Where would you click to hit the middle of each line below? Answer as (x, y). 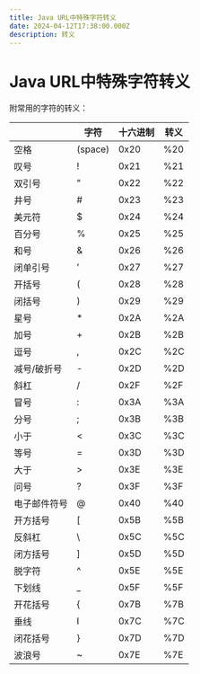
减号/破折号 (38, 369)
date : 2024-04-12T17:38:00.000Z (70, 26)
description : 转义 (42, 34)
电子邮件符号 (41, 504)
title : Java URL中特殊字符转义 (63, 18)
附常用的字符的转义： (48, 108)
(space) (93, 149)
